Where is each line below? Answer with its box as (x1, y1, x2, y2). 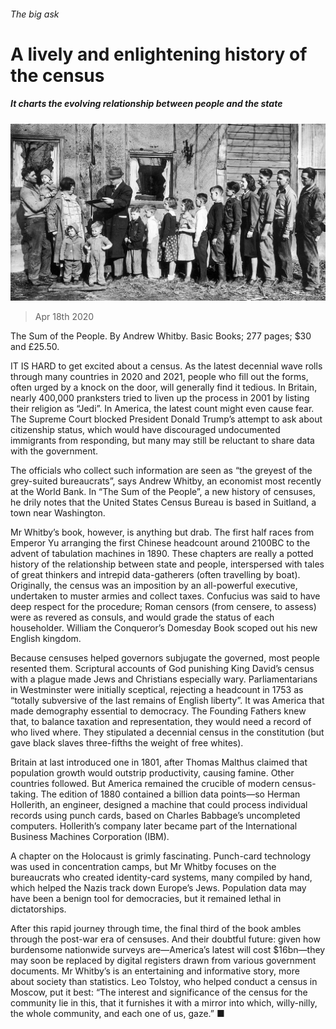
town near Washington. (10, 507, 106, 519)
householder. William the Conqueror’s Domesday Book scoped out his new (10, 622, 318, 634)
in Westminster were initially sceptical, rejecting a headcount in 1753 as (10, 684, 304, 696)
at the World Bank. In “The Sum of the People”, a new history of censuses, (10, 486, 316, 498)
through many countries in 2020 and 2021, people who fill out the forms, (10, 371, 309, 383)
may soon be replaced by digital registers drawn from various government (10, 955, 317, 967)
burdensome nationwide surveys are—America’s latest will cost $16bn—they (10, 944, 326, 956)
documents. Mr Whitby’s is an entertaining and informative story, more (10, 965, 300, 977)
